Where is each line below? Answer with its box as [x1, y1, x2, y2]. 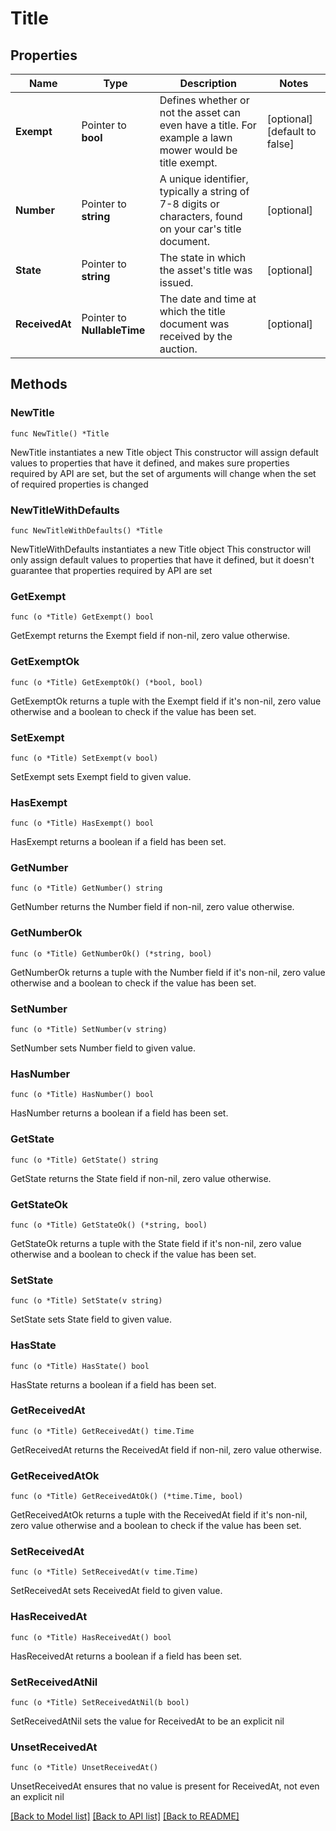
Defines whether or [159, 93, 250, 107]
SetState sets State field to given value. [10, 1313, 172, 1326]
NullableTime [81, 323, 146, 337]
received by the [159, 330, 233, 343]
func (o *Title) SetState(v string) [10, 1296, 163, 1306]
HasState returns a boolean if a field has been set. [10, 1378, 217, 1391]
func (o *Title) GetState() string [10, 1155, 159, 1165]
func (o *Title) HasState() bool [10, 1361, 150, 1371]
